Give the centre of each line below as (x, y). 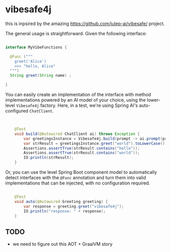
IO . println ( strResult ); (49, 158)
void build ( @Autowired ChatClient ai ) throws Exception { (77, 134)
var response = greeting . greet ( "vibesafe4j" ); (74, 206)
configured (17, 111)
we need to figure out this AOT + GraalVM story (63, 244)
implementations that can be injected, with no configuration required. (78, 183)
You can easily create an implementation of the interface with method (78, 95)
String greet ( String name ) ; (41, 76)
